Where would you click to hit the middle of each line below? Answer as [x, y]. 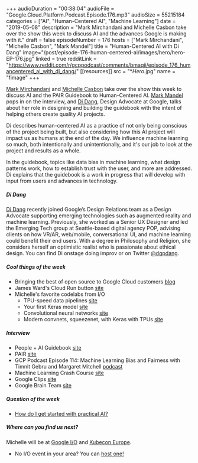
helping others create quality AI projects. [56, 114]
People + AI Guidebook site [48, 347]
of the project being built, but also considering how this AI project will [91, 132]
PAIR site [25, 354]
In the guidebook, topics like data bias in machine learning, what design [93, 162]
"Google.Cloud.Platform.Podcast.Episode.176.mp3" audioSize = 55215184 [95, 15]
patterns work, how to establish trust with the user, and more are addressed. [99, 168]
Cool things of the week [36, 267]
